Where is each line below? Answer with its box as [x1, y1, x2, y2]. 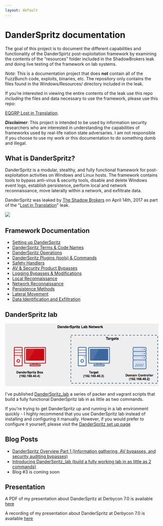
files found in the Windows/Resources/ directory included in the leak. [5, 81, 144, 87]
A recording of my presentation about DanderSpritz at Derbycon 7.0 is [5, 510, 145, 516]
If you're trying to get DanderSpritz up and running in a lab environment [5, 405, 148, 411]
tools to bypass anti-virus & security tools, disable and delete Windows [5, 178, 147, 183]
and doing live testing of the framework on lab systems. [5, 61, 117, 67]
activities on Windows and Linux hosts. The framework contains [29, 172, 158, 178]
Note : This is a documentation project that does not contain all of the [5, 71, 144, 76]
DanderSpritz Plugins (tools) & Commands [12, 255, 97, 261]
